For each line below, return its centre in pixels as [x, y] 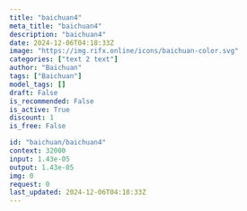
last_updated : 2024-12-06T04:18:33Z [78, 193]
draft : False [34, 92]
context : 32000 [38, 151]
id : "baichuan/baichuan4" [57, 143]
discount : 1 [31, 118]
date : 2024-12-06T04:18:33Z [62, 43]
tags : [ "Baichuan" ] [46, 76]
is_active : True [40, 110]
